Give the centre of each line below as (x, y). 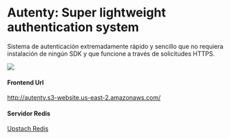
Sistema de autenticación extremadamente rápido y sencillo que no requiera (115, 46)
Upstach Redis (28, 129)
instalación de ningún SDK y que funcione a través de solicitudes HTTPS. (111, 54)
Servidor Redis (29, 113)
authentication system (73, 27)
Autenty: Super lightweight (87, 13)
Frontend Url (25, 82)
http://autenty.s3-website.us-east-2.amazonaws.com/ (84, 98)
